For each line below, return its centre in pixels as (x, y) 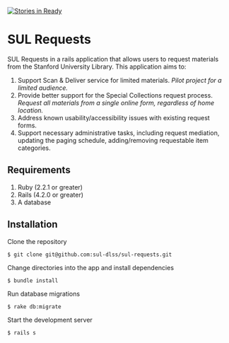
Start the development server (50, 320)
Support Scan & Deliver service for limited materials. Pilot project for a (119, 80)
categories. (34, 148)
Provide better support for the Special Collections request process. (115, 95)
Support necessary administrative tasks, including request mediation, (118, 133)
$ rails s (22, 332)
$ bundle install (33, 280)
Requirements (39, 170)
